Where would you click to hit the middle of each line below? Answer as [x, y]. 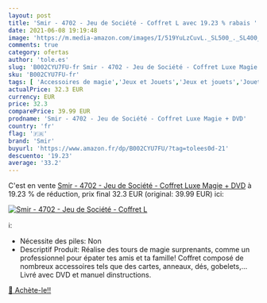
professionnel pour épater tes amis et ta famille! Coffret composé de [132, 258]
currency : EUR [32, 97]
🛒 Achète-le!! [30, 290]
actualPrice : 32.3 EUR [46, 89]
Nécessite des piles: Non [60, 241]
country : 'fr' [32, 126]
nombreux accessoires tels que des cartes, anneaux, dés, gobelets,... [133, 267]
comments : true [33, 45]
